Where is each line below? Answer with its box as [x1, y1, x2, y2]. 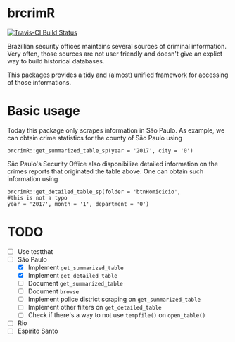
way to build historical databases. [7, 56, 105, 65]
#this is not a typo [7, 194, 68, 202]
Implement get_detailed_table [27, 271, 118, 279]
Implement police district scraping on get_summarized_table [27, 295, 201, 304]
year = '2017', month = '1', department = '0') [7, 200, 150, 207]
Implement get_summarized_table [27, 263, 125, 271]
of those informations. [7, 78, 72, 86]
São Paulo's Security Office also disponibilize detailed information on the [7, 159, 218, 168]
